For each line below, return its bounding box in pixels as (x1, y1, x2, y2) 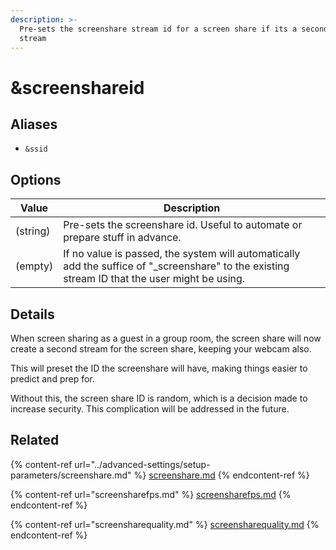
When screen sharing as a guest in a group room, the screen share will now (10, 332, 322, 344)
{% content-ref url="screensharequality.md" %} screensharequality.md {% (10, 518, 320, 530)
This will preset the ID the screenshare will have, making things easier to (10, 362, 308, 374)
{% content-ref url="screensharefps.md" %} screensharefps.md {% (10, 488, 292, 500)
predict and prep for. (10, 373, 95, 385)
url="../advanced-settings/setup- (74, 458, 211, 470)
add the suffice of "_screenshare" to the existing (63, 259, 290, 273)
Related (10, 432, 60, 449)
